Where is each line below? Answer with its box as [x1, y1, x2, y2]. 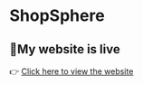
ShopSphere [9, 5, 106, 26]
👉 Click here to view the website [9, 66, 134, 77]
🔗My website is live [9, 42, 120, 57]
